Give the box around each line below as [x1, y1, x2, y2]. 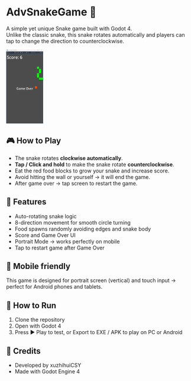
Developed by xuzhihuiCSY [14, 361, 82, 369]
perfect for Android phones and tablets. [6, 283, 103, 290]
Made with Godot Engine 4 [14, 368, 80, 375]
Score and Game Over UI [14, 231, 76, 239]
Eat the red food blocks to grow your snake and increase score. [14, 167, 170, 174]
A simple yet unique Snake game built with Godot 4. [6, 25, 132, 32]
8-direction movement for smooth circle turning [14, 219, 131, 226]
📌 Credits [6, 346, 41, 356]
